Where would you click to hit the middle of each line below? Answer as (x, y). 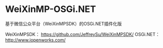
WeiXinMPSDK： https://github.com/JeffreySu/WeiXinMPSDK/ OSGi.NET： (83, 34)
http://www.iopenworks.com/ (36, 40)
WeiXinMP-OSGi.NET (51, 9)
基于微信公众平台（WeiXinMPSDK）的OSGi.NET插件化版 (63, 23)
